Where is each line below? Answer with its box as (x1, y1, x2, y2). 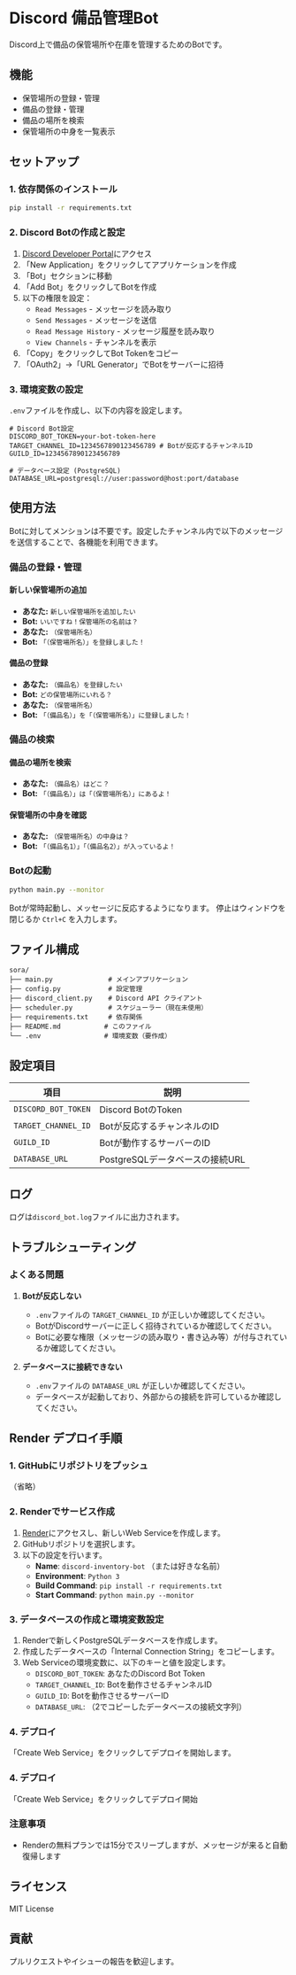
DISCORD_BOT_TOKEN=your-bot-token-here (9, 431, 156, 441)
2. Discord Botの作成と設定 (9, 227, 125, 239)
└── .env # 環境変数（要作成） (9, 1032, 172, 1041)
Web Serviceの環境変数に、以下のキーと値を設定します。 (21, 1657, 231, 1668)
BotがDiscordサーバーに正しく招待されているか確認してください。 (34, 1321, 277, 1331)
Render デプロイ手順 (9, 1431, 123, 1446)
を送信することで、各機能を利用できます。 (9, 537, 163, 547)
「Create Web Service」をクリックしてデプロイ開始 (9, 1793, 199, 1804)
